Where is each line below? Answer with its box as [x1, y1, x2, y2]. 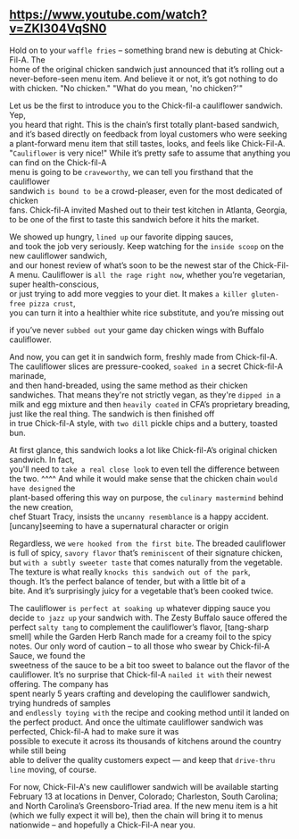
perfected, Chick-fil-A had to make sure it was [9, 726, 179, 736]
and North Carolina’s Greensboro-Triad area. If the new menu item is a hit [9, 800, 278, 811]
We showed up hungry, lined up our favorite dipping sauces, [9, 231, 234, 242]
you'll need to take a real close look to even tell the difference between [9, 464, 279, 474]
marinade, [9, 370, 46, 381]
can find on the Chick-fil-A [9, 156, 107, 168]
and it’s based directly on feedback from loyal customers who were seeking [9, 129, 287, 139]
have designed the [9, 482, 76, 493]
